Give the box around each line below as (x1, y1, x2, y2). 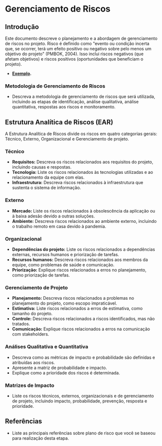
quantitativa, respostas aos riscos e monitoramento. (12, 104, 116, 110)
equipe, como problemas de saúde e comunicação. (12, 262, 115, 267)
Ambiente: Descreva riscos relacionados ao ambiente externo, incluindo (12, 218, 157, 224)
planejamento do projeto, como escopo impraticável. (12, 300, 118, 306)
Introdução (5, 23, 39, 31)
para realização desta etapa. (12, 435, 69, 441)
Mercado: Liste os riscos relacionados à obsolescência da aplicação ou (12, 208, 156, 214)
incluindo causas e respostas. (12, 164, 72, 170)
